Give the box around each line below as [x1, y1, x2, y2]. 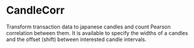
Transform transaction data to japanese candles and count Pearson [6, 23, 171, 30]
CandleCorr [6, 4, 65, 17]
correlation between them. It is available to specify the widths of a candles [6, 29, 188, 36]
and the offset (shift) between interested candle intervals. [6, 36, 147, 43]
